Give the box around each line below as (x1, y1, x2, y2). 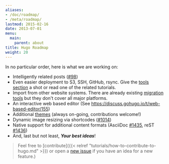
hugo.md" (17, 148, 39, 154)
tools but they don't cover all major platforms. (12, 95, 108, 101)
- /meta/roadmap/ (5, 17, 42, 22)
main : (10, 36, 22, 41)
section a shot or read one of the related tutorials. (12, 84, 116, 90)
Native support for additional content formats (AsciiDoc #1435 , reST (12, 122, 154, 128)
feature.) (17, 153, 36, 159)
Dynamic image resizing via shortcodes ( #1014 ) (12, 116, 112, 122)
